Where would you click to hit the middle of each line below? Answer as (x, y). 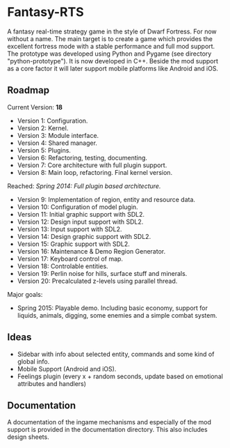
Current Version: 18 (35, 107)
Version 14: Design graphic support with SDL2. (84, 236)
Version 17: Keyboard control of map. (70, 258)
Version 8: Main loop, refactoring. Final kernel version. (95, 172)
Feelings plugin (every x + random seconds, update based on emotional (120, 376)
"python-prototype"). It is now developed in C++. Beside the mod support (113, 61)
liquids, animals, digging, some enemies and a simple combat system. (117, 315)
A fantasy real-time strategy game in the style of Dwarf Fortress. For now (112, 31)
